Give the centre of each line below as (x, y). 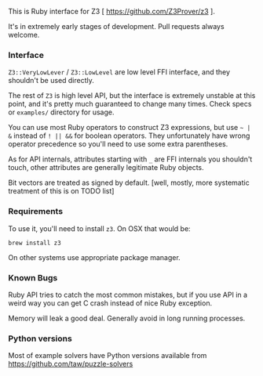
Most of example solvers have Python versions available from (108, 356)
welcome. (24, 35)
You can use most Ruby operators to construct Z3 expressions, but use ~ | (130, 128)
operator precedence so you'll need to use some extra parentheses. (118, 144)
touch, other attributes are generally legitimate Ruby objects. (106, 168)
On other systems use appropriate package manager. (94, 257)
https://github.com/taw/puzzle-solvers (71, 364)
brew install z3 (35, 243)
